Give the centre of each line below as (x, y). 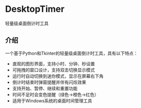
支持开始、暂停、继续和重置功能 (45, 88)
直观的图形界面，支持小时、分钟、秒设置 (53, 64)
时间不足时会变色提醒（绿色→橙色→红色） (55, 94)
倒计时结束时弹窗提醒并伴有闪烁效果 (49, 82)
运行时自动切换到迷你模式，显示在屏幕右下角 (58, 76)
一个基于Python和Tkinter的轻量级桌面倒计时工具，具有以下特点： (71, 53)
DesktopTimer (35, 9)
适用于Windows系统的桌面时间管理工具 (52, 101)
